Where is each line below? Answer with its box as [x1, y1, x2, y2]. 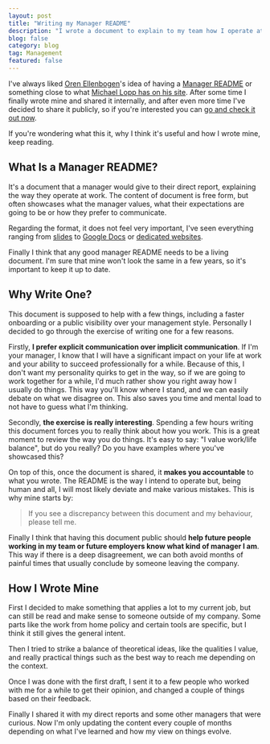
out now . [8, 113, 38, 122]
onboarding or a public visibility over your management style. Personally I [8, 317, 252, 327]
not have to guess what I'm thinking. [8, 402, 129, 411]
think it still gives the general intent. [8, 629, 126, 639]
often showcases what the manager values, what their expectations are [8, 199, 245, 209]
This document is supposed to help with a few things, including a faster [8, 309, 245, 319]
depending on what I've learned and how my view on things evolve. [8, 726, 231, 737]
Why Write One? [8, 287, 92, 302]
